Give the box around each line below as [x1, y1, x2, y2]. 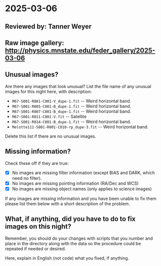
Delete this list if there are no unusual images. [5, 133, 97, 139]
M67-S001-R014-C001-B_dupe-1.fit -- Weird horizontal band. [12, 119, 131, 124]
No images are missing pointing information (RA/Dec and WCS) [12, 180, 139, 186]
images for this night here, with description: [5, 89, 92, 94]
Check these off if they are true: [5, 160, 69, 166]
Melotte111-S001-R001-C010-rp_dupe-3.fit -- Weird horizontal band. [12, 124, 149, 129]
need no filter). [12, 175, 42, 181]
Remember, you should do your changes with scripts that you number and [5, 235, 153, 241]
